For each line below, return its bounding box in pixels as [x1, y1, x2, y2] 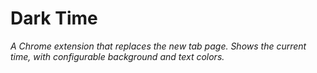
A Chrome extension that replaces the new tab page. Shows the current [10, 40, 307, 52]
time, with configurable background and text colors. [10, 50, 225, 62]
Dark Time [10, 7, 98, 30]
